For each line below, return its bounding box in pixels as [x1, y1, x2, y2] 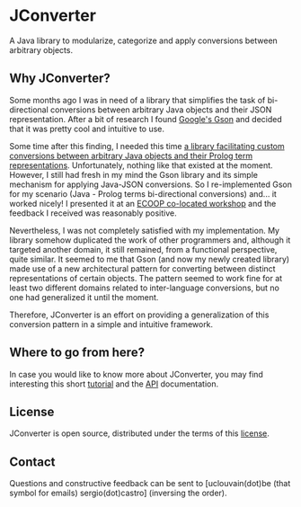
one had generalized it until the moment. [9, 291, 159, 302]
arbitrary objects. [9, 44, 74, 55]
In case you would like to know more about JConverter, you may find [9, 369, 263, 379]
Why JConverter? [9, 71, 111, 86]
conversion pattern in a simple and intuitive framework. [9, 318, 214, 329]
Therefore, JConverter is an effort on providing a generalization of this [9, 309, 270, 320]
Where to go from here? [9, 345, 146, 360]
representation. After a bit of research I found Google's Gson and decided [9, 113, 283, 124]
